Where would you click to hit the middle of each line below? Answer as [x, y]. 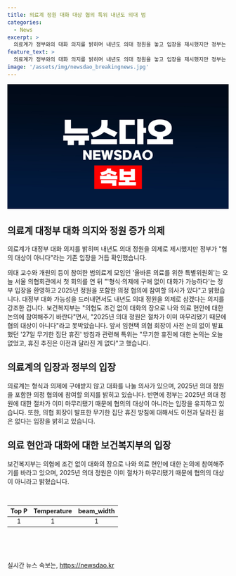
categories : [25, 22]
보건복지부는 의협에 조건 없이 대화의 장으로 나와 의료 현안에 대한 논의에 [104, 464]
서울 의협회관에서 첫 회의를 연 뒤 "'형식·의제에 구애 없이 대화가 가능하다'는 [115, 281]
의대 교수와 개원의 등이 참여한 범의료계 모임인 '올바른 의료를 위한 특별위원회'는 [114, 273]
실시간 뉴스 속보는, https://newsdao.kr [61, 565]
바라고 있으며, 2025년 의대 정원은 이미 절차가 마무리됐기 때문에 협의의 [116, 472]
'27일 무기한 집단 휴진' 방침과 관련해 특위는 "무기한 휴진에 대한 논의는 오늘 [122, 334]
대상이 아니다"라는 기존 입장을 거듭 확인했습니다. [81, 258]
